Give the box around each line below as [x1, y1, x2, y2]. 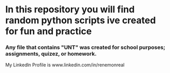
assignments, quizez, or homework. [5, 50, 97, 58]
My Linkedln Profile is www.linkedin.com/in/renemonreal [5, 62, 125, 68]
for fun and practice [5, 26, 92, 37]
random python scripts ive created [5, 14, 156, 26]
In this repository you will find [5, 4, 135, 15]
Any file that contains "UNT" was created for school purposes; [5, 44, 165, 51]
